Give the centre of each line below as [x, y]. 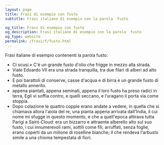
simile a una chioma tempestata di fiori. [52, 137]
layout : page [18, 10]
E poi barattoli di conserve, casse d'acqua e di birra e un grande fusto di [85, 80]
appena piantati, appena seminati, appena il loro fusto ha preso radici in [84, 91]
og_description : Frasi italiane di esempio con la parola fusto [73, 32]
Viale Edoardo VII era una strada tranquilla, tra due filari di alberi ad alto [84, 70]
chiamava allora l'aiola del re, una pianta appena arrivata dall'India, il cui [85, 111]
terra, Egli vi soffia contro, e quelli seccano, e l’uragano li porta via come [85, 96]
